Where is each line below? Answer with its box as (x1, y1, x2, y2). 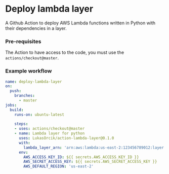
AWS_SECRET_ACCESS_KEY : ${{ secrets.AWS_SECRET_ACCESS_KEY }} (23, 159, 157, 164)
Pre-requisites (5, 38, 41, 45)
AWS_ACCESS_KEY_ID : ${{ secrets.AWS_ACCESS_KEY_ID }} (23, 154, 139, 160)
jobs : (5, 102, 17, 108)
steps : (14, 121, 28, 127)
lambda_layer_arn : (23, 145, 62, 150)
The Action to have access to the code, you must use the (5, 49, 124, 56)
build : (10, 107, 24, 112)
